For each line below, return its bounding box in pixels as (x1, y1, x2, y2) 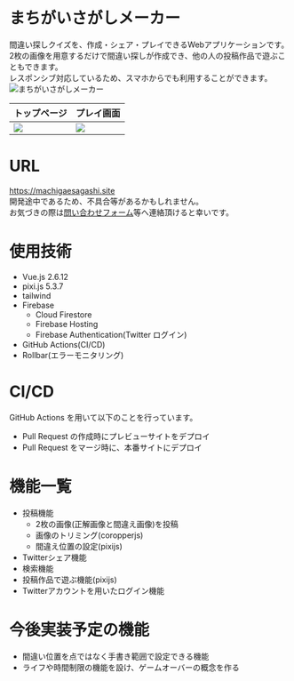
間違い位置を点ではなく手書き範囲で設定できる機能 (21, 651, 210, 661)
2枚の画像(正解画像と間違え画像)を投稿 (35, 518, 179, 529)
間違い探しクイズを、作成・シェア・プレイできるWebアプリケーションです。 (9, 39, 290, 50)
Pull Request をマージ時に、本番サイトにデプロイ (21, 442, 203, 453)
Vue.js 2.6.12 (21, 271, 69, 282)
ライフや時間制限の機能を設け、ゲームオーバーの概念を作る (21, 661, 240, 672)
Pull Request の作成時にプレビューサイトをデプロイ (21, 430, 211, 441)
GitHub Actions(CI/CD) (21, 339, 106, 349)
